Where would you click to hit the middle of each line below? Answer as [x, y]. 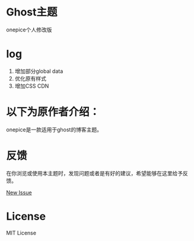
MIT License [21, 233]
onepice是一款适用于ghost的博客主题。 [54, 129]
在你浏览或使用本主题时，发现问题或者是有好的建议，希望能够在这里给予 [94, 173]
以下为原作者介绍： [53, 112]
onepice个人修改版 [29, 30]
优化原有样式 [30, 78]
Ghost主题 [32, 12]
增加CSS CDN [32, 86]
